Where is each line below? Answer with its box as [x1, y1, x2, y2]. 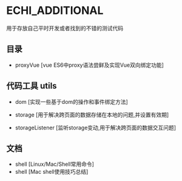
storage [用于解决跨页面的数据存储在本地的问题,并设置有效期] [15, 111, 169, 118]
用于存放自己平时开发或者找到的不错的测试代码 [6, 24, 123, 32]
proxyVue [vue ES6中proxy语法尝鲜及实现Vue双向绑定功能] [15, 61, 164, 69]
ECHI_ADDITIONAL [6, 4, 104, 18]
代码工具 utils [6, 81, 57, 91]
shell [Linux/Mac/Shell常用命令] [15, 160, 94, 168]
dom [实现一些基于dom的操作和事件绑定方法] [15, 98, 129, 105]
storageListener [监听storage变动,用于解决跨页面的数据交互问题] [15, 124, 177, 131]
